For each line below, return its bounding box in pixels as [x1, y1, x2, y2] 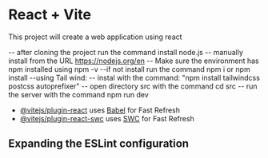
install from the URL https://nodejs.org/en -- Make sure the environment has [8, 56, 260, 65]
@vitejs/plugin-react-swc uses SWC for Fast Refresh [19, 113, 194, 123]
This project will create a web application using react [8, 32, 182, 41]
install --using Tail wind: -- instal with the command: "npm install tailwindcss [8, 73, 260, 82]
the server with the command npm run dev [8, 89, 150, 99]
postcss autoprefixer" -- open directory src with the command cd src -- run [8, 81, 258, 91]
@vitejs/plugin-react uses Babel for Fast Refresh [19, 105, 181, 115]
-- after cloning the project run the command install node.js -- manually [8, 47, 244, 57]
